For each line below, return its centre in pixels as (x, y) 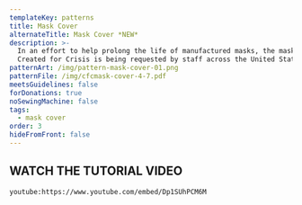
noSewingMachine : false (54, 101)
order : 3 (26, 127)
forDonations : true (46, 93)
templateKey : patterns (52, 18)
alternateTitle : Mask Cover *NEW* (74, 34)
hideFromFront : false (50, 135)
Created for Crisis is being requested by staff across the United (147, 59)
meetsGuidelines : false (54, 85)
